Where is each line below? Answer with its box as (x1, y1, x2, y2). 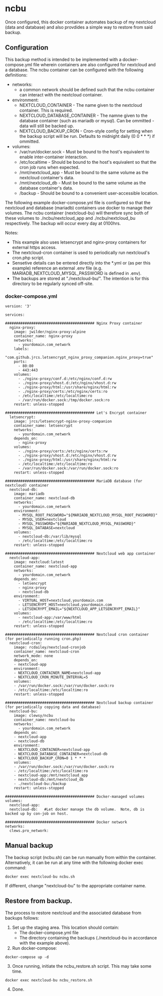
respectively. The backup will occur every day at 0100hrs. (5, 220, 121, 226)
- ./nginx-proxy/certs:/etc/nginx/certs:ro (18, 389, 108, 394)
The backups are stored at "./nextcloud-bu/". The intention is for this (12, 275, 149, 281)
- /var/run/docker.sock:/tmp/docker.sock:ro (18, 398, 110, 402)
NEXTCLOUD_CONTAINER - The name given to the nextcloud (19, 102, 143, 108)
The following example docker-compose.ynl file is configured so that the (5, 199, 151, 205)
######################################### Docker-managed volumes (5, 794, 145, 799)
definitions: (5, 72, 28, 78)
